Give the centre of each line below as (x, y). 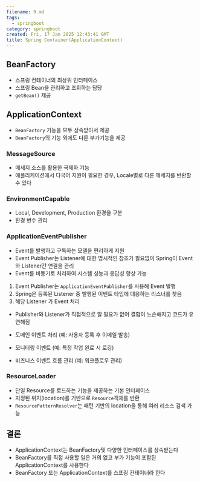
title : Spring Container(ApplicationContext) (64, 40)
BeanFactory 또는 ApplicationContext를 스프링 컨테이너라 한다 (90, 472)
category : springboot (34, 29)
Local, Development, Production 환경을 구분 (69, 213)
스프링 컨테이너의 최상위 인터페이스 (56, 80)
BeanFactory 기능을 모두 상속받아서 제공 (62, 130)
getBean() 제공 (33, 95)
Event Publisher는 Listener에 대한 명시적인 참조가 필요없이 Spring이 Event (104, 258)
